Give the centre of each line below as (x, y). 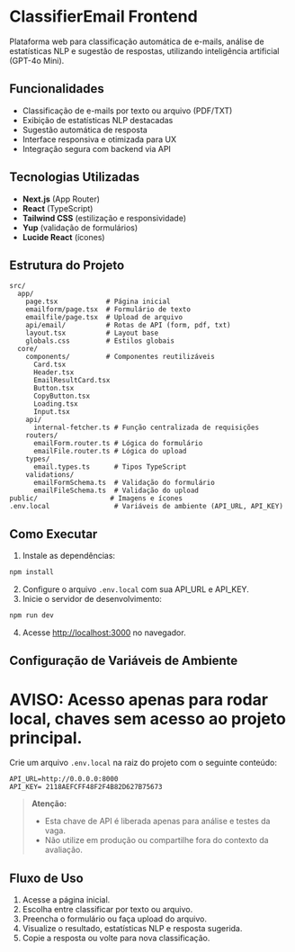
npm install (31, 572)
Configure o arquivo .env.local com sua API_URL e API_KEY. (135, 589)
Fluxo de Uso (46, 878)
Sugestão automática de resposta (85, 130)
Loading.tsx (55, 404)
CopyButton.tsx (62, 396)
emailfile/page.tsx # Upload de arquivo (104, 318)
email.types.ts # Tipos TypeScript (110, 467)
